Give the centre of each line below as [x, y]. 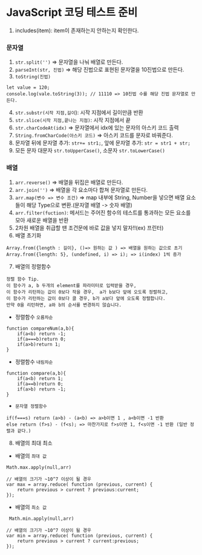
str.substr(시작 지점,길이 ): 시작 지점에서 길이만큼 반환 [79, 112]
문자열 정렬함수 [31, 406]
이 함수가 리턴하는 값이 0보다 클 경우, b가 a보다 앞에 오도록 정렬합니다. [86, 298]
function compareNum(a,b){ [40, 329]
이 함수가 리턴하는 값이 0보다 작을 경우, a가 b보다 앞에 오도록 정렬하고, [87, 292]
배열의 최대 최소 [34, 443]
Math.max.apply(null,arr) [39, 467]
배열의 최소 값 [31, 507]
